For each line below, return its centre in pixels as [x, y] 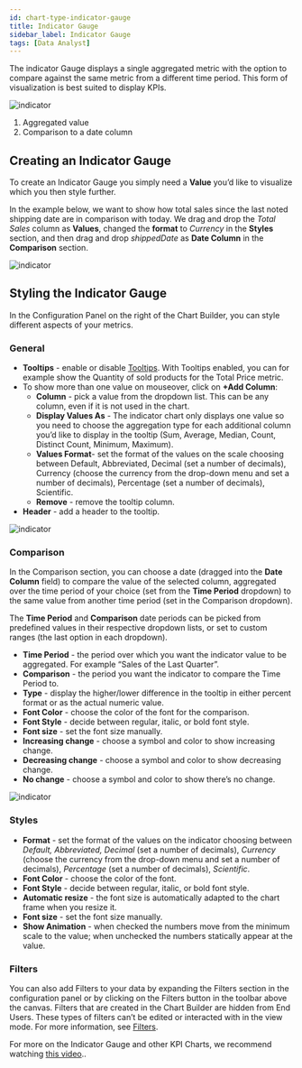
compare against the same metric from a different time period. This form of [149, 78]
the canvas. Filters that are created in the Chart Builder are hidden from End [150, 1008]
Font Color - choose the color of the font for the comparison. [136, 713]
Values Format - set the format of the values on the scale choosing [160, 454]
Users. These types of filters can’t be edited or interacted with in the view [146, 1017]
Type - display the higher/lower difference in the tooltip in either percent [156, 693]
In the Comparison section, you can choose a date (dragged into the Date [146, 572]
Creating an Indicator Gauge [90, 160]
